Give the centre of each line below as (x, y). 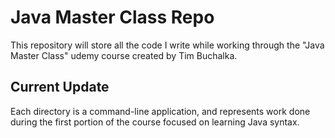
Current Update (60, 87)
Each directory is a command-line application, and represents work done (160, 111)
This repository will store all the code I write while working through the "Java (167, 45)
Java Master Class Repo (112, 17)
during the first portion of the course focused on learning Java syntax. (155, 122)
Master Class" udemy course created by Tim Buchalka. (124, 55)
